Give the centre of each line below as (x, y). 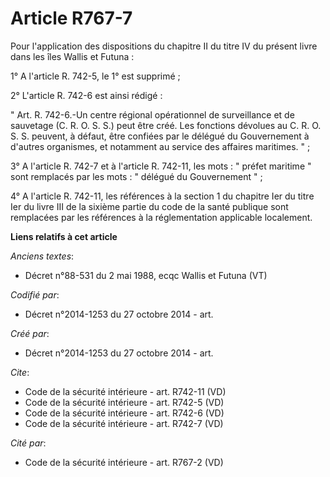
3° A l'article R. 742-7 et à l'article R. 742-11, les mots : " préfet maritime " (161, 166)
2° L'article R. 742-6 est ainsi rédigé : (86, 95)
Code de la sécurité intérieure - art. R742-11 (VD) (125, 391)
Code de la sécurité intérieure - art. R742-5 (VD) (124, 402)
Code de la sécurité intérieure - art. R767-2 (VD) (124, 462)
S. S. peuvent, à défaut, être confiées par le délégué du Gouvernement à (160, 136)
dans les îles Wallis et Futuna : (72, 56)
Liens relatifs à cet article (64, 236)
